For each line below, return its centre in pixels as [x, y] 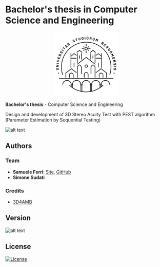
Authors [19, 146]
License [18, 247]
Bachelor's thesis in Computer [71, 10]
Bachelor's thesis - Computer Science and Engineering [64, 104]
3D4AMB [22, 202]
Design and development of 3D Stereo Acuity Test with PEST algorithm [80, 114]
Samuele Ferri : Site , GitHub [42, 172]
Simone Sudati [29, 177]
